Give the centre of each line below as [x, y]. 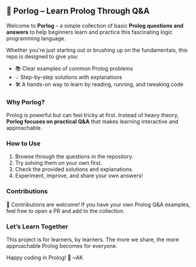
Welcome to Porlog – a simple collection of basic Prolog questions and [95, 25]
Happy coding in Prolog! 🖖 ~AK [45, 257]
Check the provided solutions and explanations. [74, 170]
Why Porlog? [26, 102]
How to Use [24, 144]
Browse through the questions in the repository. [74, 156]
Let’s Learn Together [37, 226]
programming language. [36, 38]
